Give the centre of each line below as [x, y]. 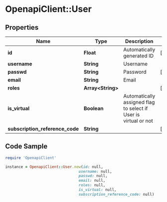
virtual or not [138, 121]
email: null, [92, 181]
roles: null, [92, 185]
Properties [22, 27]
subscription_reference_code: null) [117, 194]
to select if [136, 108]
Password [135, 72]
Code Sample [26, 146]
